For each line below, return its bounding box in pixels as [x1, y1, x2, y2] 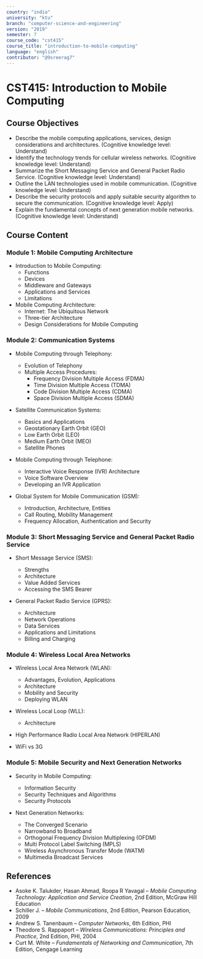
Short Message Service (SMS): [15, 554, 94, 561]
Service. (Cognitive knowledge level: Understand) [15, 173, 141, 180]
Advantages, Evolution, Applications [24, 676, 116, 684]
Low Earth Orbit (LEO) [24, 431, 80, 438]
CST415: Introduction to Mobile [6, 81, 167, 95]
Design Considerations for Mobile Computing [24, 320, 139, 328]
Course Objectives [6, 118, 79, 128]
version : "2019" [6, 26, 48, 32]
